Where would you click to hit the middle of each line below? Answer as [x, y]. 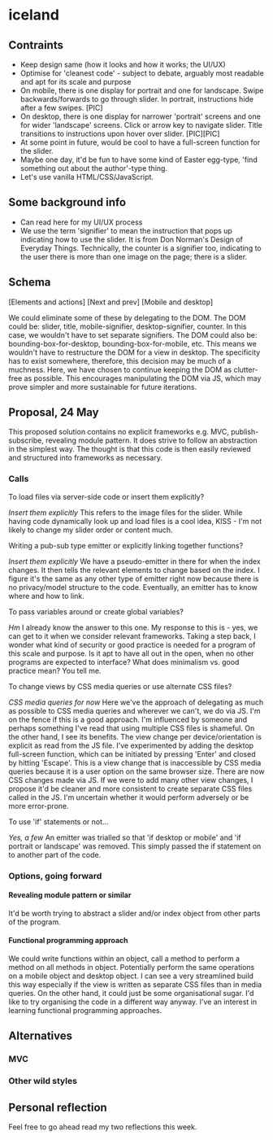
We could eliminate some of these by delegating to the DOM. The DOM [127, 317]
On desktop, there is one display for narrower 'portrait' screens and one [141, 116]
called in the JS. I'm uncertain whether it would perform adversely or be [129, 797]
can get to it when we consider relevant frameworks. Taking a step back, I [132, 636]
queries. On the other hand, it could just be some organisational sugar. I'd [131, 994]
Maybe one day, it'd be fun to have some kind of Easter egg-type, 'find [139, 159]
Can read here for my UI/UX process [81, 222]
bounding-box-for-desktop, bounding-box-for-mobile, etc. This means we [133, 343]
